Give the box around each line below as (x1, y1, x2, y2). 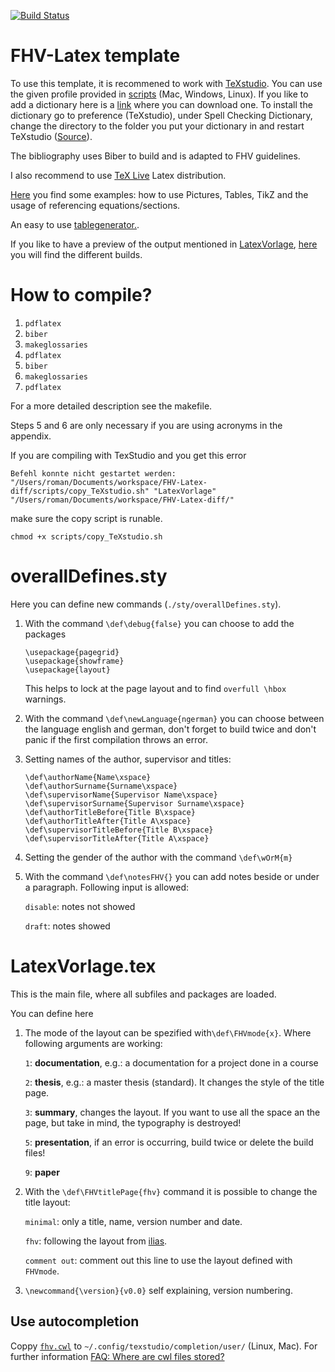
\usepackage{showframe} (24, 656, 125, 666)
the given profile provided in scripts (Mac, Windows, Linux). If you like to (10, 88, 309, 100)
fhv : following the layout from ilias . (24, 1235, 168, 1247)
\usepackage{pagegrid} (24, 647, 120, 657)
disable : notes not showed (24, 900, 136, 912)
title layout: (24, 1196, 71, 1208)
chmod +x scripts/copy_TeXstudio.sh (10, 531, 163, 542)
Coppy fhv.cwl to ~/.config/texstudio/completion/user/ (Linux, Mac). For (10, 1340, 318, 1352)
